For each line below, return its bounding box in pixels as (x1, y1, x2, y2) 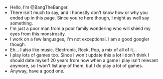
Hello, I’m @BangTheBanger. (9, 4, 69, 10)
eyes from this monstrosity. (9, 31, 66, 36)
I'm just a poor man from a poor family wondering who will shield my (9, 25, 151, 31)
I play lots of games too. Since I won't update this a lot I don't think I (9, 52, 150, 58)
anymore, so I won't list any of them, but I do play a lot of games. (9, 62, 143, 68)
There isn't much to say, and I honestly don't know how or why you (9, 9, 148, 15)
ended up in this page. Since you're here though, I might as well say (9, 15, 150, 20)
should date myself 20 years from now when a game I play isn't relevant (9, 57, 158, 63)
